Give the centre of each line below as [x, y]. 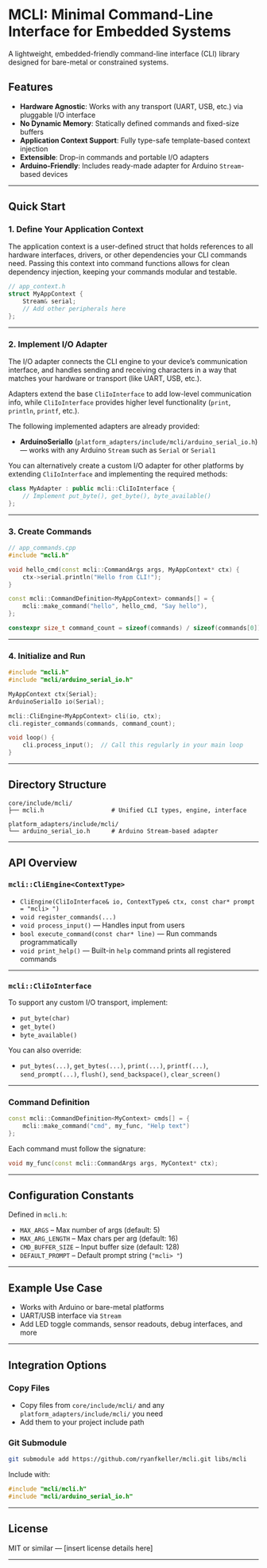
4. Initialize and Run [47, 656]
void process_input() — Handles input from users [102, 925]
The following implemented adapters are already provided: [104, 426]
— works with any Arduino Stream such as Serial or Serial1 [118, 450]
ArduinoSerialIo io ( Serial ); [56, 702]
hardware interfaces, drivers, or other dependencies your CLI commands [128, 255]
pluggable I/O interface [58, 115]
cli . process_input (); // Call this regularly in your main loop [133, 745]
